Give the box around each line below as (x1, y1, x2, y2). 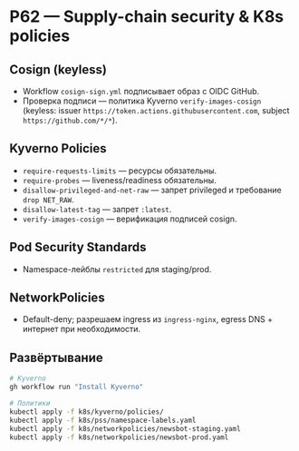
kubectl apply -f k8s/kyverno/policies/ (9, 407, 165, 417)
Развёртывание (9, 349, 103, 365)
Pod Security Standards (9, 240, 147, 255)
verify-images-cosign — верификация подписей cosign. (22, 213, 237, 224)
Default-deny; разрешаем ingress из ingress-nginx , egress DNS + (22, 314, 274, 325)
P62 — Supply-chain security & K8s (9, 6, 285, 27)
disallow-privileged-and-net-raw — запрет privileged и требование (22, 184, 283, 195)
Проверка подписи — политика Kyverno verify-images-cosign (22, 95, 262, 106)
